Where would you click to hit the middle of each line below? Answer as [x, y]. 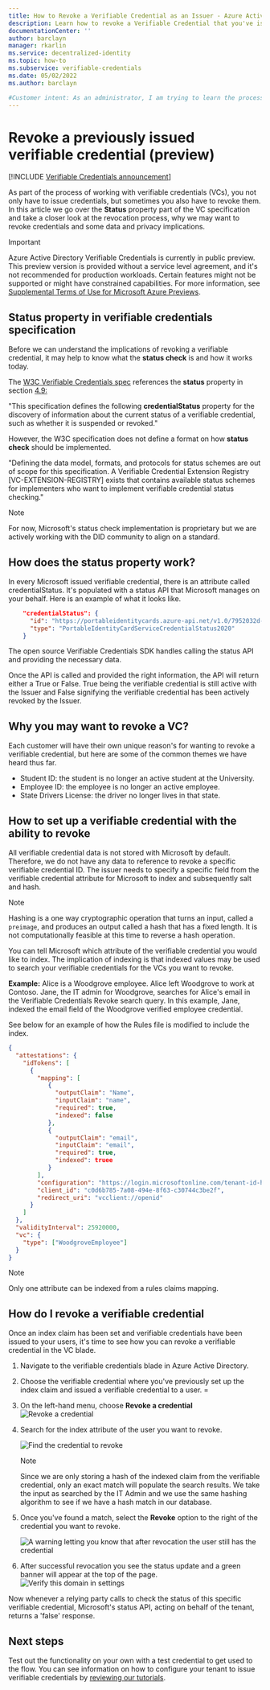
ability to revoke [49, 833]
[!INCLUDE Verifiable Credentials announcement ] [90, 177]
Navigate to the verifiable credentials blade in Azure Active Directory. [134, 1366]
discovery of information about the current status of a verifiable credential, [132, 414]
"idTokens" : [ [46, 1063]
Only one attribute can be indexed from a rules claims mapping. [114, 1288]
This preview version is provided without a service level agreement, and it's [133, 266]
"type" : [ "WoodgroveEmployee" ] [75, 1243]
